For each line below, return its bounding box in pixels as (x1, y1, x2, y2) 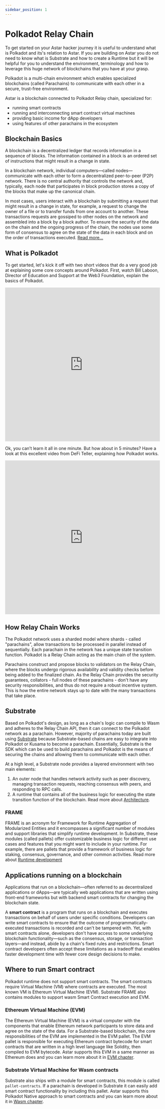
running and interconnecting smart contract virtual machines (12, 110, 135, 116)
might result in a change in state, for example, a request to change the (5, 203, 147, 209)
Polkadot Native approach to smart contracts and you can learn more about (5, 1093, 158, 1099)
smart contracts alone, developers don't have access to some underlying (5, 930, 153, 936)
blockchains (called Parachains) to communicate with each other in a (5, 80, 145, 86)
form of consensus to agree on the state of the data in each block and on (5, 229, 153, 235)
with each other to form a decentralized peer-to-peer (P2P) (33, 173, 154, 179)
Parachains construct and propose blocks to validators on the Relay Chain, (5, 662, 156, 667)
